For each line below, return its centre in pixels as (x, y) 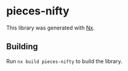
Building (22, 47)
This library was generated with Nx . (50, 28)
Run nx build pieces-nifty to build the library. (64, 61)
